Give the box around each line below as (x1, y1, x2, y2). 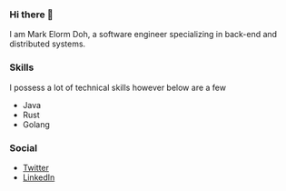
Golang (22, 118, 50, 130)
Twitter (22, 162, 50, 173)
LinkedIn (22, 172, 55, 183)
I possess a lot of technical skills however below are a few (9, 82, 227, 93)
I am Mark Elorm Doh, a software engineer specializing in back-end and (9, 29, 278, 40)
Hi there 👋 (9, 8, 54, 21)
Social (9, 141, 38, 154)
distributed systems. (9, 38, 86, 49)
